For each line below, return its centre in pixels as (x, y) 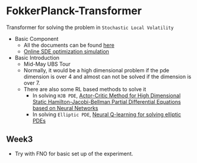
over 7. (32, 83)
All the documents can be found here (69, 45)
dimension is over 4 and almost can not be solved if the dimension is (107, 76)
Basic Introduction (37, 57)
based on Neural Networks (65, 108)
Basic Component (36, 39)
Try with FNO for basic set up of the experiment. (74, 154)
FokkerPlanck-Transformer (74, 11)
